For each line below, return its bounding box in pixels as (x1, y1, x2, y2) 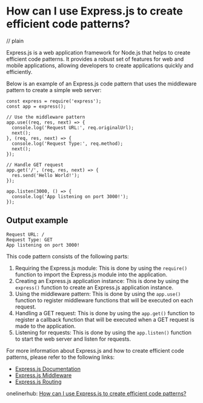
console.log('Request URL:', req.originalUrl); (12, 124, 135, 131)
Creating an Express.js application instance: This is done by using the (15, 277, 189, 284)
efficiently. (6, 68, 33, 75)
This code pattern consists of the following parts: (6, 253, 129, 260)
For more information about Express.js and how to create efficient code (6, 347, 184, 354)
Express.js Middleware (15, 371, 72, 379)
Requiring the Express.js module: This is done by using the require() (15, 264, 188, 271)
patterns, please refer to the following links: (6, 353, 115, 361)
